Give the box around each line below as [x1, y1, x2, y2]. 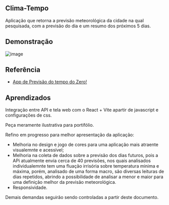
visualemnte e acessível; [12, 147, 64, 153]
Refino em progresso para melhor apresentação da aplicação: [5, 132, 135, 138]
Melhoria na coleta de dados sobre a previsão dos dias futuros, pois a [12, 152, 158, 159]
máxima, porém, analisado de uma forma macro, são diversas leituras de [12, 169, 164, 175]
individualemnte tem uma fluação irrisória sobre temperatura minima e [12, 163, 159, 169]
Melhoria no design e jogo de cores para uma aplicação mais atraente [12, 141, 158, 148]
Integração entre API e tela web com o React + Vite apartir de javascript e [5, 107, 159, 113]
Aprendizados [5, 93, 51, 102]
